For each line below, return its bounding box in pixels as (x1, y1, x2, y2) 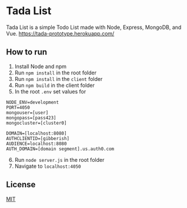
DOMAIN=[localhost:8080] (6, 130, 67, 136)
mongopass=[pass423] (6, 115, 57, 121)
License (6, 180, 36, 190)
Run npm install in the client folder (14, 75, 103, 82)
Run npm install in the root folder (14, 69, 97, 76)
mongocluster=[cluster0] (6, 120, 67, 126)
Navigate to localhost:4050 (14, 162, 81, 170)
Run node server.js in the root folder (14, 156, 105, 163)
